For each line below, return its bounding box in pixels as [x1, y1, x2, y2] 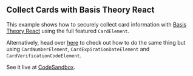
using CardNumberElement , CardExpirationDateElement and [6, 45, 150, 52]
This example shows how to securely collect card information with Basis [6, 21, 187, 28]
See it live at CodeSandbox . [6, 63, 76, 71]
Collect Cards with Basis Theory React [6, 5, 155, 15]
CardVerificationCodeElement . [6, 51, 82, 59]
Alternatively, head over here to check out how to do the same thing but [6, 39, 186, 46]
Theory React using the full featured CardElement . [6, 27, 129, 34]
